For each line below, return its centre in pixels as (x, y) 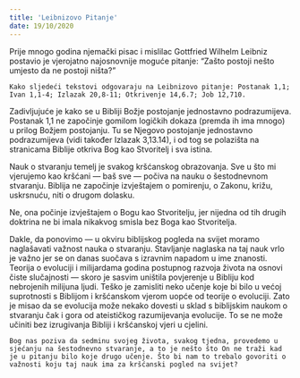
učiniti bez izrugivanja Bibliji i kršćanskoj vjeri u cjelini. (109, 324)
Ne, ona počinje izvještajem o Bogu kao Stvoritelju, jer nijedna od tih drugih (148, 212)
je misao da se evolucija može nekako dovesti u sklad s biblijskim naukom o (149, 306)
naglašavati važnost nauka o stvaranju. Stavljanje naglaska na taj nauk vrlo (147, 248)
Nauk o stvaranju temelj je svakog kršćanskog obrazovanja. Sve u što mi (143, 166)
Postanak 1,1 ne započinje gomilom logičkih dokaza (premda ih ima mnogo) (147, 121)
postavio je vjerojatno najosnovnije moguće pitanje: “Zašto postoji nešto (142, 61)
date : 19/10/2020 (42, 26)
